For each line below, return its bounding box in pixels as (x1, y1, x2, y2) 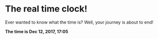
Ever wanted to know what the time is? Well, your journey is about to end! (5, 19, 154, 25)
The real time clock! (5, 3, 87, 14)
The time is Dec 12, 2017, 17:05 (5, 28, 69, 34)
